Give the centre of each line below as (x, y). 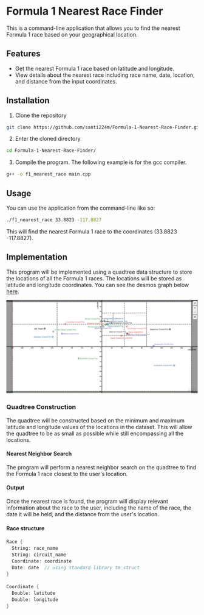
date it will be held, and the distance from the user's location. (83, 514)
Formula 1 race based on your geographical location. (72, 34)
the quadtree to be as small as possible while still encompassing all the (95, 433)
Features (23, 54)
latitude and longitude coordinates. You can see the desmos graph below (98, 285)
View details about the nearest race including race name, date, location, (105, 75)
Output (15, 488)
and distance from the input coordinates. (66, 81)
